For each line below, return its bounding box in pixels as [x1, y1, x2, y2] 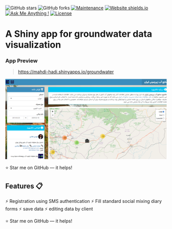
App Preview [5, 57, 38, 64]
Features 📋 [5, 181, 43, 190]
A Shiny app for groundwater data [5, 28, 153, 40]
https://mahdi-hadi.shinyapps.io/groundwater [17, 69, 114, 75]
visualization [5, 39, 61, 51]
